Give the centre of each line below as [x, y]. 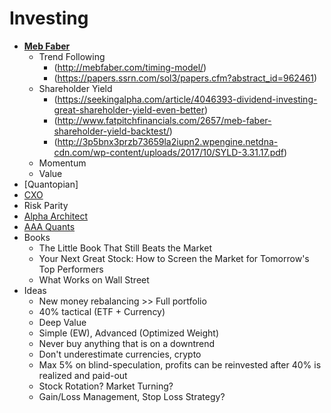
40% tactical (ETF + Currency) [102, 311]
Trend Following [72, 56]
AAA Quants [49, 226]
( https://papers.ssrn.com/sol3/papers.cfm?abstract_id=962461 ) [185, 78]
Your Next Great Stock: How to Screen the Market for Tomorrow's [174, 258]
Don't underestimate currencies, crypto [120, 354]
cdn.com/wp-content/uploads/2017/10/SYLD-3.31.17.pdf [169, 152]
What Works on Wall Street [94, 279]
